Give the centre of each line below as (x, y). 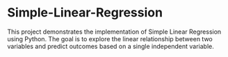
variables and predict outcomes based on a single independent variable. (111, 46)
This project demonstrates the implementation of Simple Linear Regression (114, 32)
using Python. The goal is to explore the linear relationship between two (110, 38)
